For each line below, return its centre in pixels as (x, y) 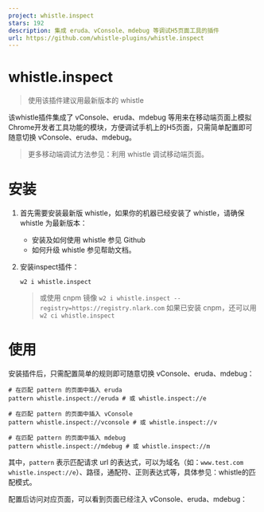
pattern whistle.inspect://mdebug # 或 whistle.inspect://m (109, 447)
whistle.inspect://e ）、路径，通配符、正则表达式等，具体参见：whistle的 (128, 472)
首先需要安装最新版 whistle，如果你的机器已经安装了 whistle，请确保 (132, 213)
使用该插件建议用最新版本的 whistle (86, 100)
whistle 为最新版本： (53, 223)
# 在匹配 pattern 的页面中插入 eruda (65, 390)
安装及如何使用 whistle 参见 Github (88, 240)
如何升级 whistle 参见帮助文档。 (84, 250)
